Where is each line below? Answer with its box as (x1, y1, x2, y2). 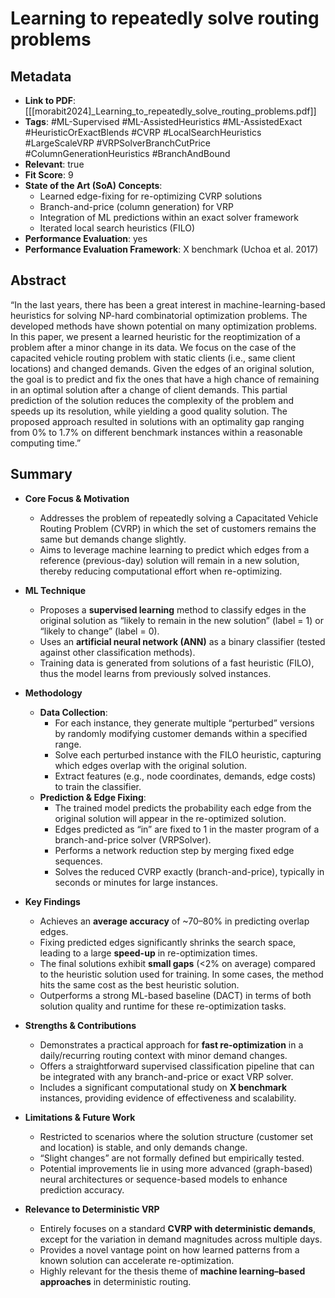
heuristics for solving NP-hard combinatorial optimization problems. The (10, 309, 308, 321)
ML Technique (24, 584, 87, 596)
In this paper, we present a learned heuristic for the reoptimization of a (10, 330, 301, 342)
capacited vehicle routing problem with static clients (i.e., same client (10, 352, 296, 364)
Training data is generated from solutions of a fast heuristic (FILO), (39, 657, 315, 669)
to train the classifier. (54, 780, 142, 792)
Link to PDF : (24, 95, 76, 106)
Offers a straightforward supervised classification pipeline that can (39, 1060, 315, 1072)
